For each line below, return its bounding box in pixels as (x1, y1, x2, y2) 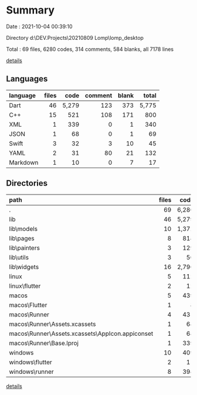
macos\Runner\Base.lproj (9, 339, 79, 347)
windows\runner (9, 367, 54, 376)
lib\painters (9, 244, 40, 252)
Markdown (9, 158, 39, 166)
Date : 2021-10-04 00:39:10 (6, 23, 73, 30)
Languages (6, 74, 48, 84)
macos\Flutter (9, 301, 47, 309)
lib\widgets (9, 263, 39, 271)
